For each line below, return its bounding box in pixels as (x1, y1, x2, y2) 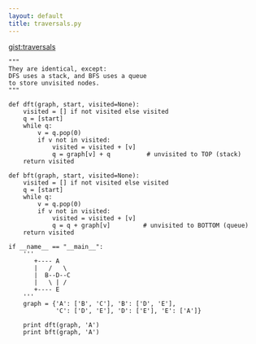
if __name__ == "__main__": (8, 242, 104, 250)
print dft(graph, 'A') (23, 320, 100, 329)
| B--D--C (33, 271, 71, 279)
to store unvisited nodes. (8, 79, 100, 87)
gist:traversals (8, 41, 56, 51)
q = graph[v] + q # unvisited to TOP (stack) (51, 150, 242, 159)
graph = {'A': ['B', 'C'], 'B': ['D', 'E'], (23, 299, 176, 307)
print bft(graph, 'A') (23, 328, 100, 336)
